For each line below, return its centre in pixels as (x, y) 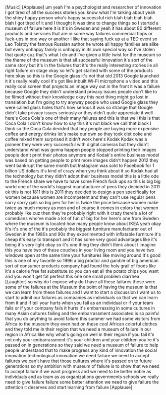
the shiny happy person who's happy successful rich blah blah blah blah (79, 18)
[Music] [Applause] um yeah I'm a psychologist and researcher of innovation (83, 7)
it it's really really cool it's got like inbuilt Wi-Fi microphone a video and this (82, 81)
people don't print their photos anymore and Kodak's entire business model (82, 155)
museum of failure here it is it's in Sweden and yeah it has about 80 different (83, 28)
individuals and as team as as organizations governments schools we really (82, 377)
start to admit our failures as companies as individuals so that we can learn (82, 297)
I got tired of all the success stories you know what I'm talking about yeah (80, 12)
